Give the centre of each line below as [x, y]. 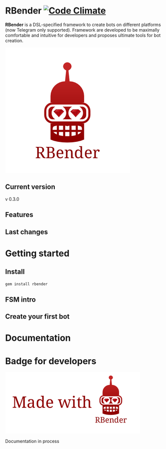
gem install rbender [27, 284]
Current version [30, 187]
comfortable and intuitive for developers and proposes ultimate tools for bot [83, 35]
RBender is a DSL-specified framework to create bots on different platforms [83, 25]
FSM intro [20, 299]
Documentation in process [32, 441]
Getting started [37, 253]
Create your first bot [37, 316]
